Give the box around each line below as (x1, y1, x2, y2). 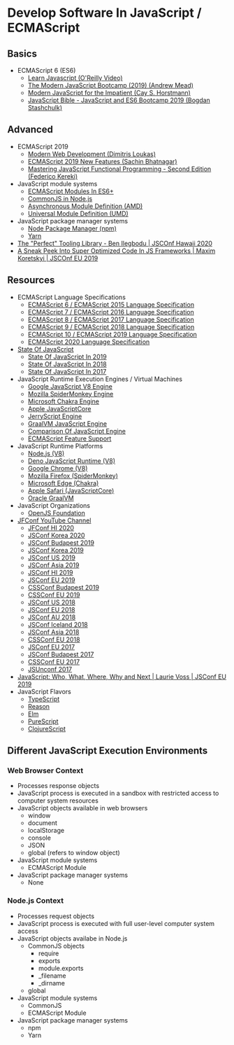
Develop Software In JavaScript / (7, 5, 202, 21)
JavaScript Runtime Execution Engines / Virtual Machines (17, 375, 183, 383)
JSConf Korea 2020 (27, 531, 85, 539)
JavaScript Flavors (17, 687, 71, 695)
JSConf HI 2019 (27, 568, 73, 576)
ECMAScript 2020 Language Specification (27, 338, 150, 346)
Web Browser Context (7, 766, 84, 775)
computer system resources (17, 796, 99, 805)
